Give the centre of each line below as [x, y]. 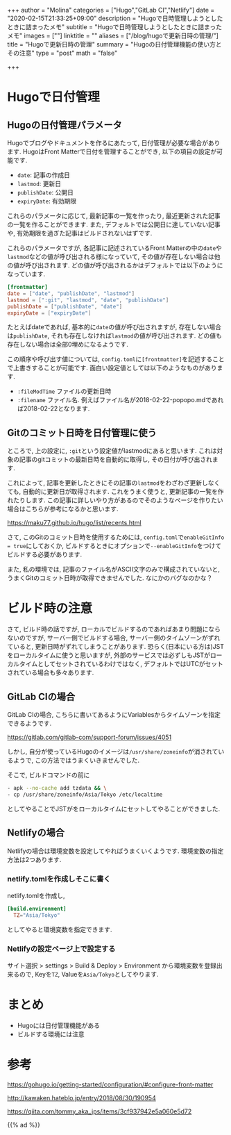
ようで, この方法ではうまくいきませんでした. [76, 760]
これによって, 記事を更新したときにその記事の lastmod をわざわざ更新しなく [114, 483]
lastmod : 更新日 [39, 184]
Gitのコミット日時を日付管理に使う [82, 432]
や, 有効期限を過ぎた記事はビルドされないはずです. [80, 233]
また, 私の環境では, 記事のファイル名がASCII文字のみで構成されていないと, [113, 570]
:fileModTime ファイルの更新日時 [64, 391]
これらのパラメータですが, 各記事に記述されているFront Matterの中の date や [114, 248]
